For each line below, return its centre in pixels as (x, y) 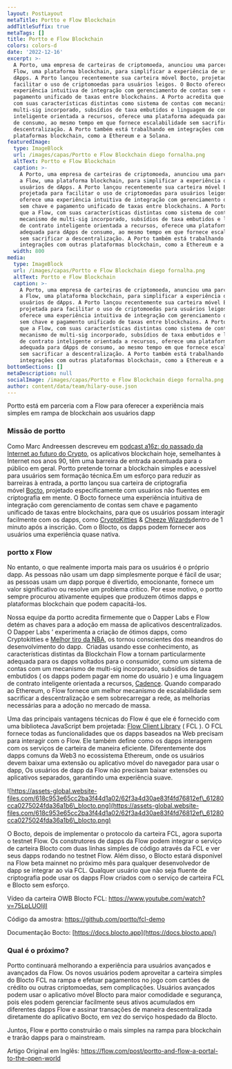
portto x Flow (30, 552)
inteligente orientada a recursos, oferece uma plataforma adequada (114, 116)
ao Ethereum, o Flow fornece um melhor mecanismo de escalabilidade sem (114, 690)
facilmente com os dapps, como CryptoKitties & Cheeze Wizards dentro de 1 (115, 520)
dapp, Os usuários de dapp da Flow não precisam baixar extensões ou (107, 770)
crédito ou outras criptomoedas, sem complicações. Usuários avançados (111, 987)
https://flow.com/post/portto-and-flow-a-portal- (149, 1051)
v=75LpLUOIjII (27, 905)
